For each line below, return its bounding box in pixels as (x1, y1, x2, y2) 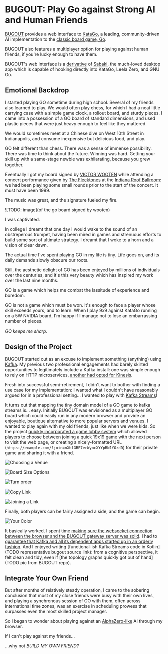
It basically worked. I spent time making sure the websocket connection (5, 528, 153, 534)
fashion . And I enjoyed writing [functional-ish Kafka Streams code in (5, 543, 146, 550)
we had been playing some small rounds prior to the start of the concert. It (5, 182, 158, 188)
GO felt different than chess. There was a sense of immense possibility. (5, 145, 152, 151)
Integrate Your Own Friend (5, 574, 89, 582)
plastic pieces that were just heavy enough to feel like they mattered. (5, 120, 147, 126)
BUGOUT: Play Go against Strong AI (5, 4, 156, 15)
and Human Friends (5, 14, 88, 26)
